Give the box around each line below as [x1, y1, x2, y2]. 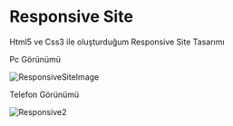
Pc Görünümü [9, 53, 62, 64]
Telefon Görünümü [9, 89, 80, 100]
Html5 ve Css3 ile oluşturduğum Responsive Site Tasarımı [9, 36, 225, 47]
